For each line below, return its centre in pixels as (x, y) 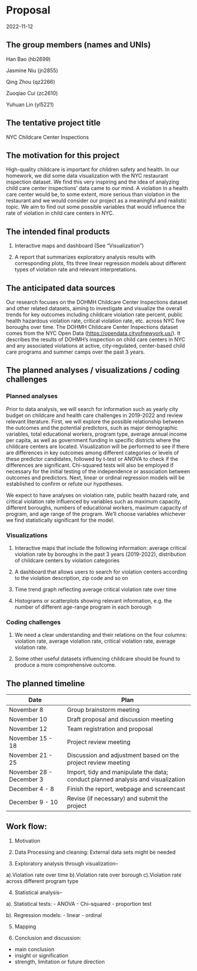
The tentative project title (53, 123)
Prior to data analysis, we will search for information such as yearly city (92, 409)
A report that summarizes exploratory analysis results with (85, 257)
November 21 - (31, 755)
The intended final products (58, 231)
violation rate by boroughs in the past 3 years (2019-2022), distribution (100, 554)
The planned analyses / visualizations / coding (93, 370)
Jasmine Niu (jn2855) (32, 70)
